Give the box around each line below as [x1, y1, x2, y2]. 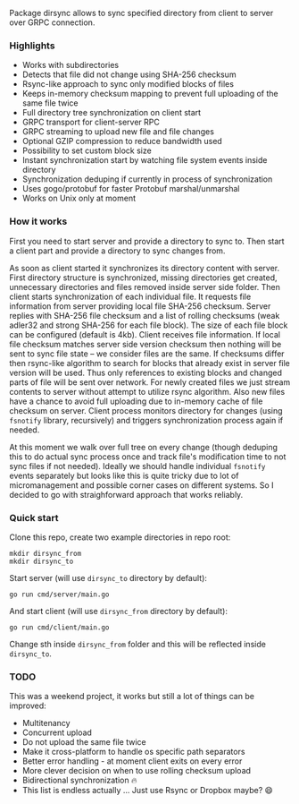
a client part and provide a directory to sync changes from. [9, 245, 226, 256]
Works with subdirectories [21, 60, 120, 71]
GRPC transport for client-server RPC [21, 116, 161, 128]
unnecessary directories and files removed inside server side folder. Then [9, 281, 281, 292]
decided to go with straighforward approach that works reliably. [9, 489, 244, 500]
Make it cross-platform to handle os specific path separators [21, 747, 245, 757]
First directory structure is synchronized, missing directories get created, [9, 272, 278, 283]
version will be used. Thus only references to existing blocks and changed [9, 367, 283, 378]
